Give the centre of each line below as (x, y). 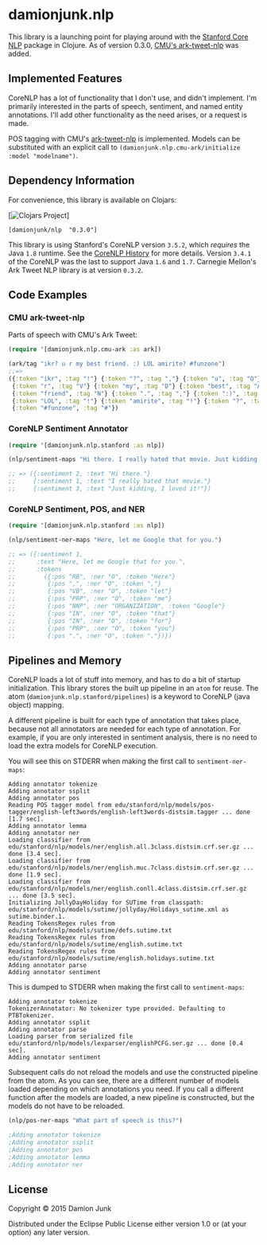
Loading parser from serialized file (71, 1036)
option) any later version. (49, 1232)
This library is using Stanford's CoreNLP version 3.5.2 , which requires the (129, 244)
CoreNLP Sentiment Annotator (68, 429)
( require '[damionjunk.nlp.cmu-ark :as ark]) (85, 349)
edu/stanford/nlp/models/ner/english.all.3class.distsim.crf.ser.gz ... (131, 847)
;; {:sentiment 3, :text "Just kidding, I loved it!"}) (110, 489)
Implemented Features (66, 78)
